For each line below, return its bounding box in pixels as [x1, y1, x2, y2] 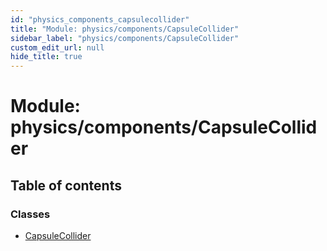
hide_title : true [10, 52, 83, 62]
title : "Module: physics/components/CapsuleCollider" [10, 24, 240, 34]
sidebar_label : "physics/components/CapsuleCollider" [10, 33, 240, 43]
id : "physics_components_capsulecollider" [10, 14, 190, 25]
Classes [10, 207, 51, 221]
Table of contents [10, 177, 122, 194]
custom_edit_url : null [10, 42, 105, 53]
